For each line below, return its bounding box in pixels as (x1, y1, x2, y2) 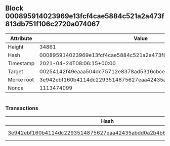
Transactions (5, 105, 39, 112)
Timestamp (8, 60, 35, 67)
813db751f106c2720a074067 (5, 20, 100, 28)
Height (8, 43, 24, 50)
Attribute (10, 35, 32, 42)
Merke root (8, 76, 34, 83)
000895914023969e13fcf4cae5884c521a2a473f (5, 12, 164, 21)
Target (8, 68, 24, 75)
